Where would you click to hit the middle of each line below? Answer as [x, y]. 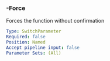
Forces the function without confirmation [55, 21]
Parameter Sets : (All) [34, 53]
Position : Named [26, 42]
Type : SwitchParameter [34, 31]
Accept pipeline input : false [43, 48]
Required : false [26, 37]
